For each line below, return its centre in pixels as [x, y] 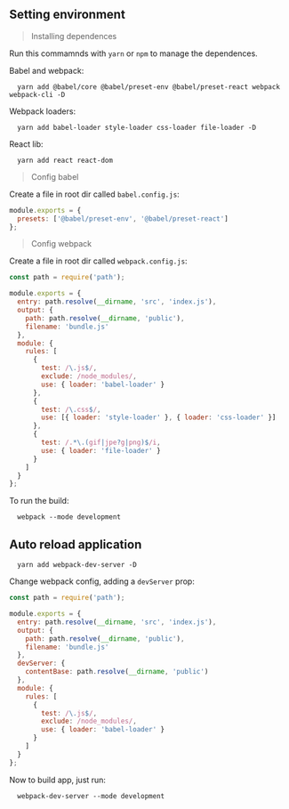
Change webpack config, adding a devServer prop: [102, 581]
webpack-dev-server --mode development [91, 796]
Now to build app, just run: [58, 780]
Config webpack [61, 244]
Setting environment [68, 15]
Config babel [55, 176]
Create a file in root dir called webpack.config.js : [99, 261]
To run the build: [39, 501]
